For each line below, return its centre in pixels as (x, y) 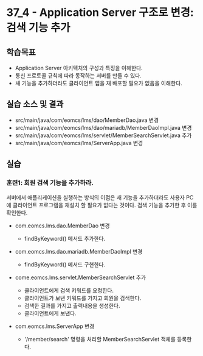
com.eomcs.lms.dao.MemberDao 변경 (63, 226)
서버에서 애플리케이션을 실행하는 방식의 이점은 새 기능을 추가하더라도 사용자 (96, 197)
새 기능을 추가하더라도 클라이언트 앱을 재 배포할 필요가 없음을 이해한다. (98, 83)
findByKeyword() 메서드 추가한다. (65, 238)
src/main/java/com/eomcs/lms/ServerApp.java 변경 (79, 143)
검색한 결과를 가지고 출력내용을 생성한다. (72, 305)
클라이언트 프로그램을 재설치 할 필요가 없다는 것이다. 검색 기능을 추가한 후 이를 (105, 205)
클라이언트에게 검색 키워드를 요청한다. (69, 290)
